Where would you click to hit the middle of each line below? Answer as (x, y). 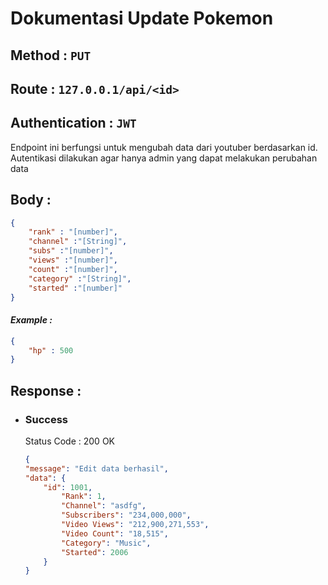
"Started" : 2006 (95, 552)
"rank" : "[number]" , (73, 232)
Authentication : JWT (73, 123)
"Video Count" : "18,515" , (115, 533)
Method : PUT (51, 55)
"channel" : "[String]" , (78, 242)
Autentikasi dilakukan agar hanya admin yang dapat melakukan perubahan (164, 158)
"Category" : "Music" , (106, 543)
